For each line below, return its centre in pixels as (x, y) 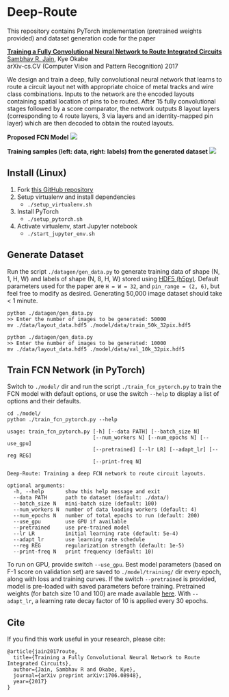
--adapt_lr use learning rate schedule (79, 540)
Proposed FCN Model (38, 137)
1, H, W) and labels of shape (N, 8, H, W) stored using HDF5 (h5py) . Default (113, 279)
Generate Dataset (45, 255)
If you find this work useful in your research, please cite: (86, 639)
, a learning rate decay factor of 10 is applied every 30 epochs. (120, 601)
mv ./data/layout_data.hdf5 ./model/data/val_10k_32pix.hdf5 (96, 349)
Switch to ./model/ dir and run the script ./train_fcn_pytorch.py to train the (114, 387)
